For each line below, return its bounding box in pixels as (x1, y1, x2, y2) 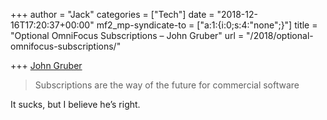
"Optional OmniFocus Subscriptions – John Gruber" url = (10, 30, 245, 41)
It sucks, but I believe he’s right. (10, 99, 141, 110)
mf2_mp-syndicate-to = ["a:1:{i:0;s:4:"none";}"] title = (96, 19, 318, 31)
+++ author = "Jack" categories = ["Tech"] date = (10, 9, 215, 20)
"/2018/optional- (246, 30, 314, 41)
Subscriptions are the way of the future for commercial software (34, 79, 300, 91)
